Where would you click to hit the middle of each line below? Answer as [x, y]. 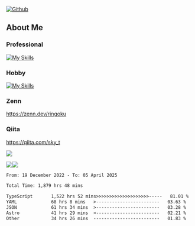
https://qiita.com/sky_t [33, 142]
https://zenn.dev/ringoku [36, 114]
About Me [25, 28]
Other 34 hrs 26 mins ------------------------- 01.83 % [96, 218]
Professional [25, 44]
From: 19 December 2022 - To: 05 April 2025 [62, 175]
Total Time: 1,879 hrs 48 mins [45, 186]
